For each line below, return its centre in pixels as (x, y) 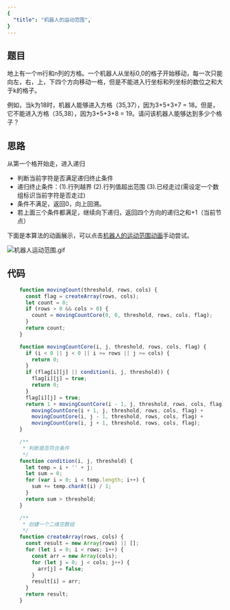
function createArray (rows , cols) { (72, 537)
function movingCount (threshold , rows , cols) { (88, 290)
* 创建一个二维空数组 (49, 524)
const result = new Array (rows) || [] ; (82, 544)
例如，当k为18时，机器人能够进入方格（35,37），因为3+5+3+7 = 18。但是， (113, 105)
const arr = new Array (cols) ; (75, 556)
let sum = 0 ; (44, 474)
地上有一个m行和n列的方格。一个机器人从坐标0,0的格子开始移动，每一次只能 (115, 73)
